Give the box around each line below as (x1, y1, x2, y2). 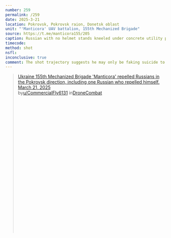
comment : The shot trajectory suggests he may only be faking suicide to (5, 60, 165, 65)
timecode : (5, 41, 26, 46)
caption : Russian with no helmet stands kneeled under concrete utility (5, 36, 163, 41)
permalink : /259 (5, 12, 40, 17)
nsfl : (5, 50, 17, 55)
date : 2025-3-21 (5, 17, 40, 22)
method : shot (5, 45, 33, 50)
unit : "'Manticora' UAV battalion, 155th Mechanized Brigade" (5, 27, 140, 32)
